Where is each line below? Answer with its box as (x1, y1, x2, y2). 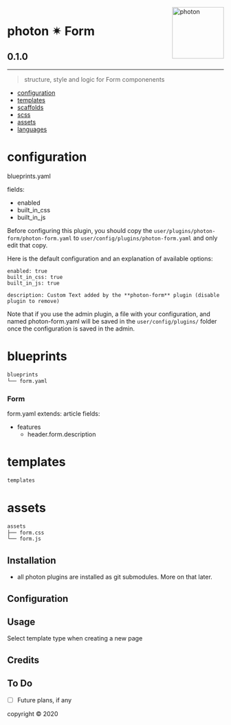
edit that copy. (7, 241, 48, 249)
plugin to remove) (7, 298, 60, 304)
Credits (7, 654, 40, 666)
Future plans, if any (16, 695, 72, 704)
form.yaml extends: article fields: (7, 409, 100, 418)
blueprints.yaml (7, 172, 52, 180)
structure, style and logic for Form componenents (23, 76, 165, 83)
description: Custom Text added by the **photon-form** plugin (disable (7, 291, 220, 298)
